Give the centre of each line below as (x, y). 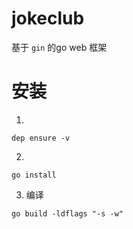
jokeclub (48, 18)
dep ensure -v (41, 138)
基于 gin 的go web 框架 (59, 47)
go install (34, 175)
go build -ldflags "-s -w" (67, 213)
